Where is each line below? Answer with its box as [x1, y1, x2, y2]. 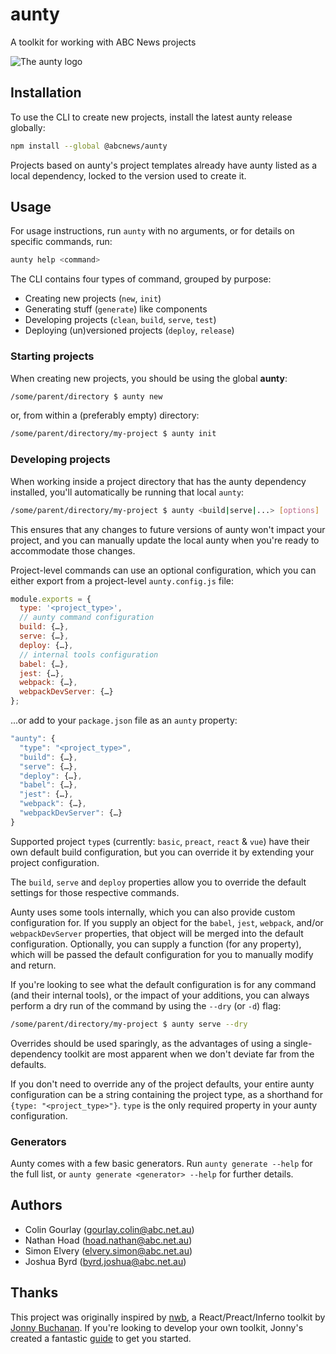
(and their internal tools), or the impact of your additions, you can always [10, 989, 310, 1001]
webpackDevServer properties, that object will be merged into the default [10, 927, 304, 939]
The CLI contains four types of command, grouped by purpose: [10, 273, 272, 285]
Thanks [10, 1284, 59, 1302]
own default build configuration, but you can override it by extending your [10, 846, 315, 858]
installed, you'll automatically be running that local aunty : [10, 486, 245, 498]
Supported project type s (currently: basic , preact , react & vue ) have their [10, 835, 310, 847]
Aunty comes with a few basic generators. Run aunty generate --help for [10, 1157, 313, 1169]
